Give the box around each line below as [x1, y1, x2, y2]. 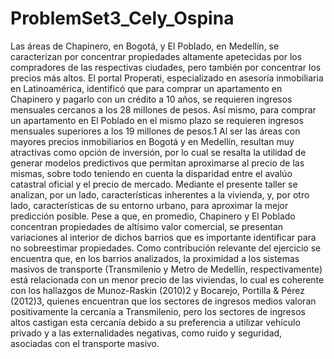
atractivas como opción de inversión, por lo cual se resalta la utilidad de [10, 146, 307, 158]
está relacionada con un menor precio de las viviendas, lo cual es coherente [10, 273, 325, 286]
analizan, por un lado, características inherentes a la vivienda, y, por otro [10, 188, 310, 201]
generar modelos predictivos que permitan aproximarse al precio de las [10, 157, 305, 169]
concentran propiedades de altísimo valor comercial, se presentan [10, 220, 284, 232]
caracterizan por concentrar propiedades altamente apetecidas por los [10, 50, 303, 62]
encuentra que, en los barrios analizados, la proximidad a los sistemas [10, 252, 300, 264]
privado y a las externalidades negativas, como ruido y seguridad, [10, 327, 283, 339]
